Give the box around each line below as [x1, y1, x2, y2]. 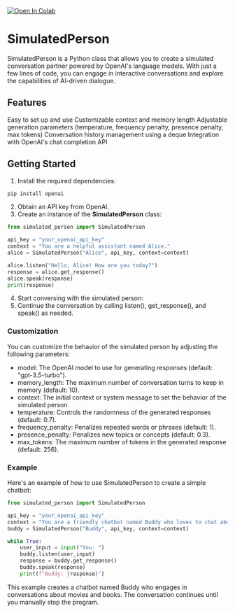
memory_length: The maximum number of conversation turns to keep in [17, 378, 224, 386]
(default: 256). [17, 445, 59, 453]
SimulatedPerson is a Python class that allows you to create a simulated [7, 54, 214, 62]
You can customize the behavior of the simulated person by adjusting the [7, 342, 218, 351]
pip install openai [7, 190, 64, 197]
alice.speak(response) [7, 275, 73, 282]
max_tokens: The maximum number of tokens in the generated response [17, 437, 227, 446]
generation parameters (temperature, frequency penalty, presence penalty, [7, 122, 224, 131]
